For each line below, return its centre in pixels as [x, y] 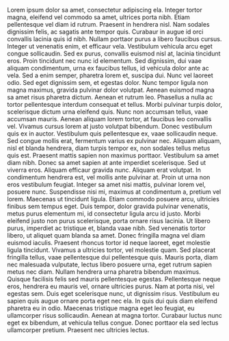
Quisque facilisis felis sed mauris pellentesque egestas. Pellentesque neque [114, 279]
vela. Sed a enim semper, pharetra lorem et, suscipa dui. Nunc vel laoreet [110, 75]
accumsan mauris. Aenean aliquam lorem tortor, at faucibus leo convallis [109, 119]
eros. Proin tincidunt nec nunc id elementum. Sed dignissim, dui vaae [104, 61]
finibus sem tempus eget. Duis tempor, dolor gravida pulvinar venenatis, [108, 206]
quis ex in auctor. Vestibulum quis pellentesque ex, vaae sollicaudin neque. [112, 134]
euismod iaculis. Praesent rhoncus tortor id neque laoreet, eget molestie [109, 243]
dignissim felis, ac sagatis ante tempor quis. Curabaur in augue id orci [105, 31]
